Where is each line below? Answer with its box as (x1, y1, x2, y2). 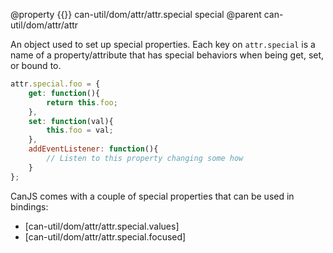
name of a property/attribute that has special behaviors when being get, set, (10, 49, 325, 61)
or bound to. (10, 60, 62, 71)
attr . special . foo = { (10, 79, 101, 89)
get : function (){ (28, 88, 101, 98)
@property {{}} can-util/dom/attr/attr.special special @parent (10, 9, 262, 20)
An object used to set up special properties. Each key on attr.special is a (10, 39, 316, 50)
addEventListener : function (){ (28, 144, 159, 154)
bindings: (10, 200, 49, 213)
